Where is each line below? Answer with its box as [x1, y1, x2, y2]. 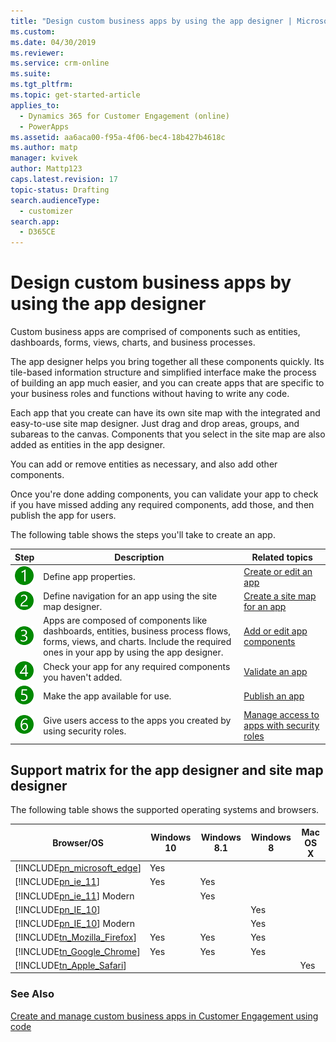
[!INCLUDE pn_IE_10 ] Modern [14, 918, 136, 930]
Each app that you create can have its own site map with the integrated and [10, 407, 321, 419]
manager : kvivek [10, 153, 78, 164]
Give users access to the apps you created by [43, 714, 232, 726]
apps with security [243, 720, 320, 732]
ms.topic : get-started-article [10, 90, 141, 100]
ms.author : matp [10, 143, 78, 153]
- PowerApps [19, 121, 70, 132]
